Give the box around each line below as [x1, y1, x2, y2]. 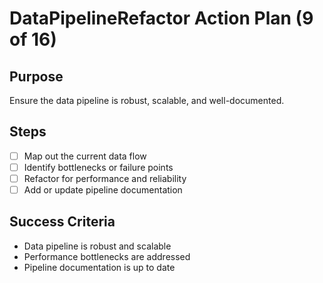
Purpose [9, 68, 64, 85]
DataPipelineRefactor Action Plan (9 [9, 7, 314, 30]
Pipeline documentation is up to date [23, 261, 176, 273]
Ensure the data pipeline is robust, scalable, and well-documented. [9, 95, 285, 106]
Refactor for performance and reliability [23, 172, 187, 184]
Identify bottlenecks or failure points [23, 161, 174, 173]
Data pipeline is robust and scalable [23, 240, 172, 252]
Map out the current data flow [23, 150, 147, 162]
